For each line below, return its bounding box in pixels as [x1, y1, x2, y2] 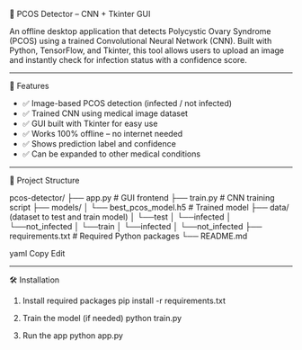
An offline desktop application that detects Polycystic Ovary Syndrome [9, 26, 271, 36]
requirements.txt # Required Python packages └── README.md [9, 230, 248, 241]
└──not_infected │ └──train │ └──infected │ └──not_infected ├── [9, 221, 262, 231]
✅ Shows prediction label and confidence [22, 139, 177, 148]
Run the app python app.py [22, 330, 124, 341]
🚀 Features [9, 81, 49, 91]
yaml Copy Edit [9, 248, 66, 258]
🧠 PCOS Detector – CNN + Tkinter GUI [9, 9, 151, 19]
